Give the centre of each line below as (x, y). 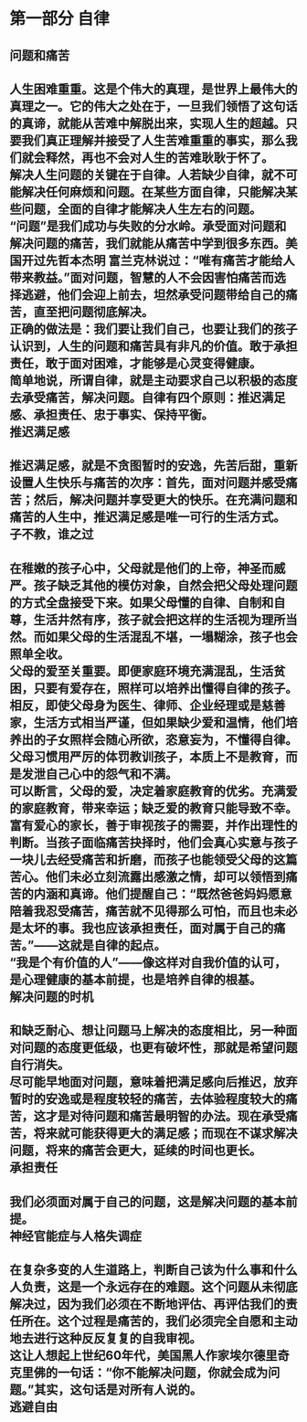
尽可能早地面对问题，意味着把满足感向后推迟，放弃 (153, 1082)
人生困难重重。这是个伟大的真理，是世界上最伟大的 (153, 89)
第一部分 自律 (59, 19)
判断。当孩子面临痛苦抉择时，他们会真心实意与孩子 (153, 842)
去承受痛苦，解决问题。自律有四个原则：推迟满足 (148, 397)
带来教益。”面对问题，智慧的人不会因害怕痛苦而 (142, 277)
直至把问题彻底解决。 (93, 312)
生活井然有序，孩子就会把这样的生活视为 (148, 619)
